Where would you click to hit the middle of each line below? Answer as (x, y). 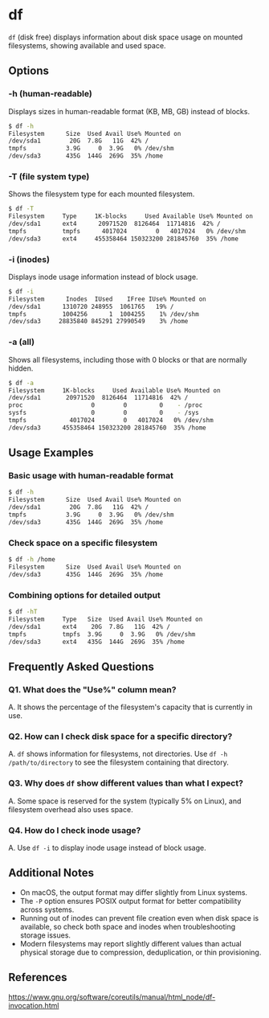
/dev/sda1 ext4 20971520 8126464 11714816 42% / (114, 224)
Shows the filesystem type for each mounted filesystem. (102, 194)
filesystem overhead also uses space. (71, 809)
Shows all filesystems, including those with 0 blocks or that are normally (128, 359)
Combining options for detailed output (84, 595)
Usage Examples (51, 453)
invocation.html (34, 1005)
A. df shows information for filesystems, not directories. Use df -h (118, 754)
